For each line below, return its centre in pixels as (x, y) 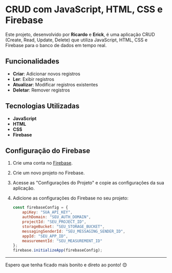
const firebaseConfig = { (40, 208)
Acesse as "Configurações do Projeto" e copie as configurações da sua (89, 183)
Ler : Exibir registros (34, 79)
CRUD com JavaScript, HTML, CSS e (84, 9)
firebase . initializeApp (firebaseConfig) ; (58, 251)
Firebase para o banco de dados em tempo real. (56, 45)
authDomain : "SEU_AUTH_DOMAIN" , (57, 217)
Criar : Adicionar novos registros (46, 74)
